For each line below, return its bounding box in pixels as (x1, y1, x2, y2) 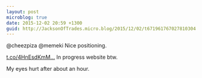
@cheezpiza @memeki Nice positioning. (6, 42, 107, 49)
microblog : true (6, 14, 47, 20)
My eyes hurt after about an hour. (6, 65, 90, 73)
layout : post (6, 8, 39, 15)
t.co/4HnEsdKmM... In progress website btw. (6, 53, 118, 61)
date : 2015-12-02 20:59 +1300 (6, 20, 83, 26)
